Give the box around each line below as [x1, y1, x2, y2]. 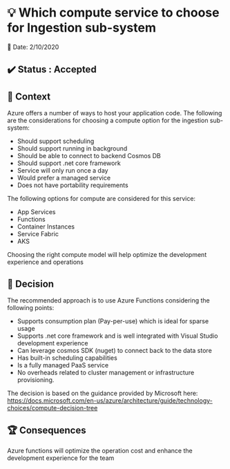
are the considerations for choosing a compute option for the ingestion [7, 116, 209, 125]
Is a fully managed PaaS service [17, 361, 109, 369]
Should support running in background [17, 144, 128, 153]
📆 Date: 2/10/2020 [7, 43, 59, 51]
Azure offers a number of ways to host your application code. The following [7, 109, 222, 117]
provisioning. [17, 375, 55, 384]
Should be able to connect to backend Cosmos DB [17, 152, 161, 160]
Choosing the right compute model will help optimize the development [7, 251, 207, 259]
